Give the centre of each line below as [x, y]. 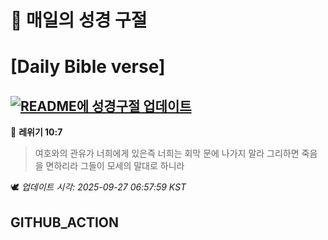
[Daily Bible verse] [88, 67]
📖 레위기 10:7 [36, 132]
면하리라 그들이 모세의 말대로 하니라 [115, 166]
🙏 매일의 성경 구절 [79, 20]
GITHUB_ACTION [65, 222]
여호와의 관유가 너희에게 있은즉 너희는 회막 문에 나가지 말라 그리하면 [167, 153]
